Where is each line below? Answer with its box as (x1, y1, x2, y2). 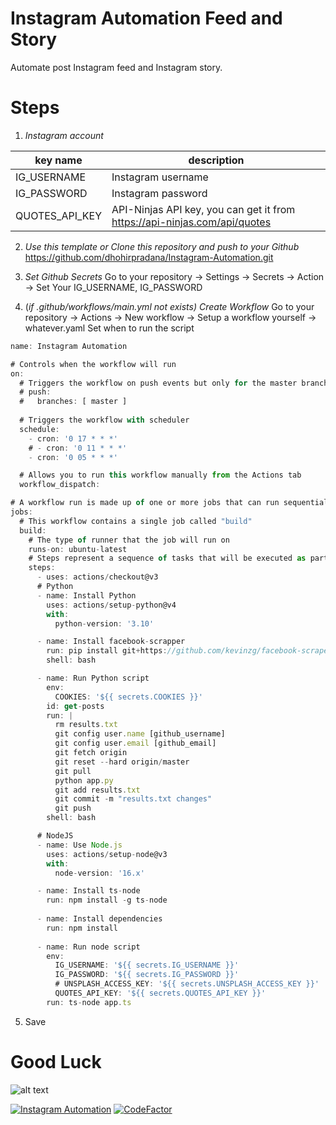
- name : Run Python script (36, 673, 150, 683)
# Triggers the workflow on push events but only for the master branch (19, 378, 329, 388)
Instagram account (24, 129, 104, 141)
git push (54, 803, 92, 814)
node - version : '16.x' (54, 868, 145, 878)
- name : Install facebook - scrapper (36, 637, 186, 647)
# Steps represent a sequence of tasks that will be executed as (28, 553, 307, 564)
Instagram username (111, 170, 209, 184)
